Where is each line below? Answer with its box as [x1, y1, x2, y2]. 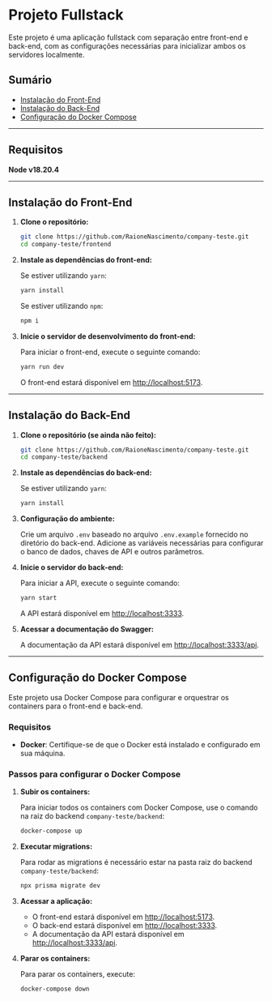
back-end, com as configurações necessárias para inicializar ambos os [8, 41, 246, 50]
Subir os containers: [19, 787, 91, 797]
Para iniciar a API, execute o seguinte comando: [19, 578, 181, 588]
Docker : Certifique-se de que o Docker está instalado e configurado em [19, 740, 261, 750]
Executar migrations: [19, 841, 93, 852]
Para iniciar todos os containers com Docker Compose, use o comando [19, 802, 258, 812]
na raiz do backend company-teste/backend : [19, 811, 165, 821]
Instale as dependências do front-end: [19, 255, 152, 265]
